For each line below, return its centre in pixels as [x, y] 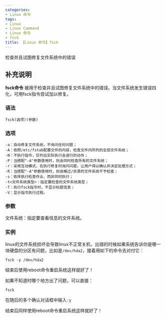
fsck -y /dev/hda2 [24, 260]
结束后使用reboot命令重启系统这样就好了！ [49, 270]
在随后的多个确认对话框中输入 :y [38, 300]
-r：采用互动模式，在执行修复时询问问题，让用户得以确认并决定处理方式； [71, 166]
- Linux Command [22, 29]
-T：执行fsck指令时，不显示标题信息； [40, 188]
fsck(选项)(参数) [22, 120]
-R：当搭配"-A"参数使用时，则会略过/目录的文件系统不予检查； [62, 172]
